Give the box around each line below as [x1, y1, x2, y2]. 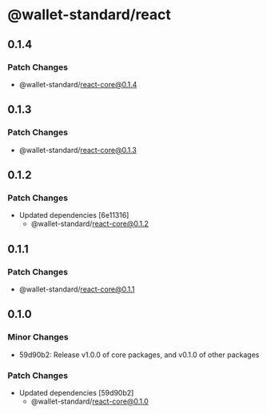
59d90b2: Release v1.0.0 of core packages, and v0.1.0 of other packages [18, 350, 260, 360]
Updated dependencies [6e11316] [18, 211, 130, 220]
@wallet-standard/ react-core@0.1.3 [18, 145, 137, 155]
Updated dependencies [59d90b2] [18, 388, 134, 397]
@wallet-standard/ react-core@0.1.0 [30, 396, 149, 406]
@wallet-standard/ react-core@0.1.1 [18, 284, 135, 294]
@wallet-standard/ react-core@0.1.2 [30, 219, 149, 229]
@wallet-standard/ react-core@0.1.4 [18, 79, 137, 89]
